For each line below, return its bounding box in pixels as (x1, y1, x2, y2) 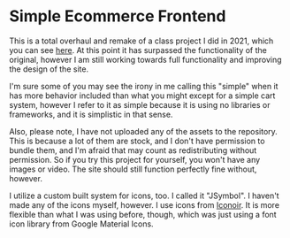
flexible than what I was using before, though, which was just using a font (9, 209, 277, 219)
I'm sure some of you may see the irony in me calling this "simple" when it (9, 81, 279, 91)
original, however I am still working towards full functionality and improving (9, 54, 282, 65)
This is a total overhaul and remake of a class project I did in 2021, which (9, 35, 274, 46)
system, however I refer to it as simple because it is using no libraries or (9, 99, 271, 110)
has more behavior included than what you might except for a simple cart (9, 90, 276, 101)
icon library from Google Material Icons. (9, 219, 154, 229)
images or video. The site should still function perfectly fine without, (9, 164, 257, 174)
